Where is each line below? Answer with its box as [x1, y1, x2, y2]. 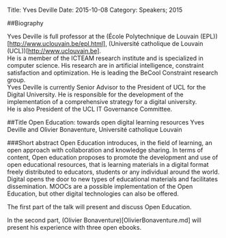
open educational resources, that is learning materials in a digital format [7, 161, 210, 168]
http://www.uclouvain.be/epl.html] [9, 40, 106, 47]
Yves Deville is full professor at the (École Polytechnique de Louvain [7, 32, 199, 40]
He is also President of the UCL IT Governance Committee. [7, 105, 173, 113]
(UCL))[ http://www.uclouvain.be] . [7, 47, 101, 55]
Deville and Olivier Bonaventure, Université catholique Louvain [7, 126, 182, 133]
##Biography [7, 19, 44, 27]
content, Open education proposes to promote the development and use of [7, 153, 218, 161]
